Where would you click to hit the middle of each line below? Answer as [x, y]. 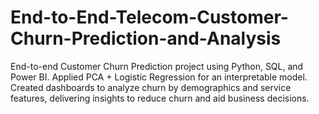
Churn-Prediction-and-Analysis [146, 38]
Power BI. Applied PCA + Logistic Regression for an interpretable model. [159, 77]
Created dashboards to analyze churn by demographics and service [151, 87]
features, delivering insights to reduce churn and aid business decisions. [160, 98]
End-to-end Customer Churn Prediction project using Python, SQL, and [157, 66]
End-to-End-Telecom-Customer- [149, 17]
